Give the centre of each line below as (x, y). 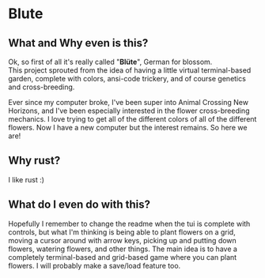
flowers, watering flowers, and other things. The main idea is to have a (123, 249)
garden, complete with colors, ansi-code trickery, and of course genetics (127, 79)
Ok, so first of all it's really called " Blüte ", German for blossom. (110, 62)
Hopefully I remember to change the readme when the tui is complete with (129, 224)
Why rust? (34, 161)
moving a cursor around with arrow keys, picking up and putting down (123, 240)
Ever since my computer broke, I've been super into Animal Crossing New (129, 102)
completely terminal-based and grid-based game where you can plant (123, 257)
